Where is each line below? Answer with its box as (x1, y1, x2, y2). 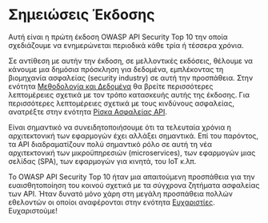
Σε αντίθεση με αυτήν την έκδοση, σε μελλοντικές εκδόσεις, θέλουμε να (8, 56, 254, 66)
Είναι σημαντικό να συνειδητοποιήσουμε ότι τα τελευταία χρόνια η (8, 122, 232, 132)
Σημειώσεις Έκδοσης (8, 6, 155, 24)
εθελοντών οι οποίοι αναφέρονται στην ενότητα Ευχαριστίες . (8, 197, 215, 207)
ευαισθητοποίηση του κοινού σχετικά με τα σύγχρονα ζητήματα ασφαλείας (8, 180, 260, 189)
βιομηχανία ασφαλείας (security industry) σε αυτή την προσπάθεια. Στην (8, 73, 254, 82)
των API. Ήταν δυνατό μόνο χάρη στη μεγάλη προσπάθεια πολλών (8, 189, 234, 198)
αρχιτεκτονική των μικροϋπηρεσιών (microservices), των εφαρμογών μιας (8, 148, 256, 157)
